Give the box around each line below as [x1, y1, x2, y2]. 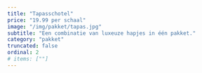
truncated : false [7, 42, 58, 49]
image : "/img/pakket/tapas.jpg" [7, 23, 102, 30]
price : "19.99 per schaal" [7, 17, 86, 24]
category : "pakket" [7, 36, 65, 43]
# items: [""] [7, 56, 49, 63]
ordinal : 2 [7, 49, 39, 56]
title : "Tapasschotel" [7, 10, 74, 17]
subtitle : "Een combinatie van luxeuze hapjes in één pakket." [7, 29, 196, 37]
